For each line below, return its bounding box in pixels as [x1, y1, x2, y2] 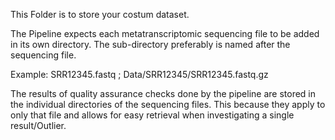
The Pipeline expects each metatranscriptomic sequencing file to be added [10, 28, 320, 39]
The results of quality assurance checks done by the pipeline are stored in [10, 88, 317, 99]
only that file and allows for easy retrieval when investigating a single [10, 109, 295, 121]
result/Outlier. [10, 120, 67, 131]
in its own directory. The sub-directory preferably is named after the [10, 39, 291, 50]
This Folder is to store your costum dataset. [10, 9, 190, 20]
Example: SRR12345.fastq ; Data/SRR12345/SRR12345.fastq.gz [10, 69, 269, 80]
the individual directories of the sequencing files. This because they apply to [10, 99, 326, 110]
